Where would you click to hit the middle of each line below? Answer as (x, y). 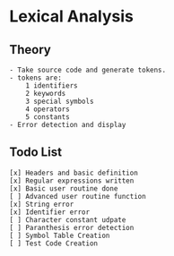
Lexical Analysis (72, 17)
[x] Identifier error (50, 212)
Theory (30, 50)
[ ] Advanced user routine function (78, 196)
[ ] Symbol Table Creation (60, 235)
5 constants (48, 117)
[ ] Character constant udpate (68, 220)
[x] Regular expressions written (72, 181)
